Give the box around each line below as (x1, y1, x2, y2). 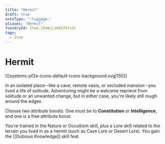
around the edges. (5, 98, 43, 104)
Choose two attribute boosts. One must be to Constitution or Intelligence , (5, 108, 157, 114)
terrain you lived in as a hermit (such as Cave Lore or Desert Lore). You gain (5, 128, 160, 134)
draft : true (5, 12, 30, 17)
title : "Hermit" (5, 7, 39, 12)
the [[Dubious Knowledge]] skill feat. (5, 133, 80, 139)
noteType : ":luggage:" (5, 16, 52, 21)
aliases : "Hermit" (5, 21, 43, 26)
